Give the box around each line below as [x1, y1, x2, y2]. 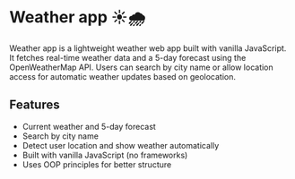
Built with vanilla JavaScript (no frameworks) [22, 149, 188, 160]
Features [9, 98, 60, 113]
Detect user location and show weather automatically [22, 140, 220, 150]
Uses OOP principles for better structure [22, 158, 172, 170]
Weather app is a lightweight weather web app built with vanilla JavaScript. [9, 42, 287, 54]
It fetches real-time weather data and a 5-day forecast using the [9, 52, 247, 63]
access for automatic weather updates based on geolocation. [9, 71, 236, 81]
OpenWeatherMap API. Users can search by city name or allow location [9, 62, 273, 72]
